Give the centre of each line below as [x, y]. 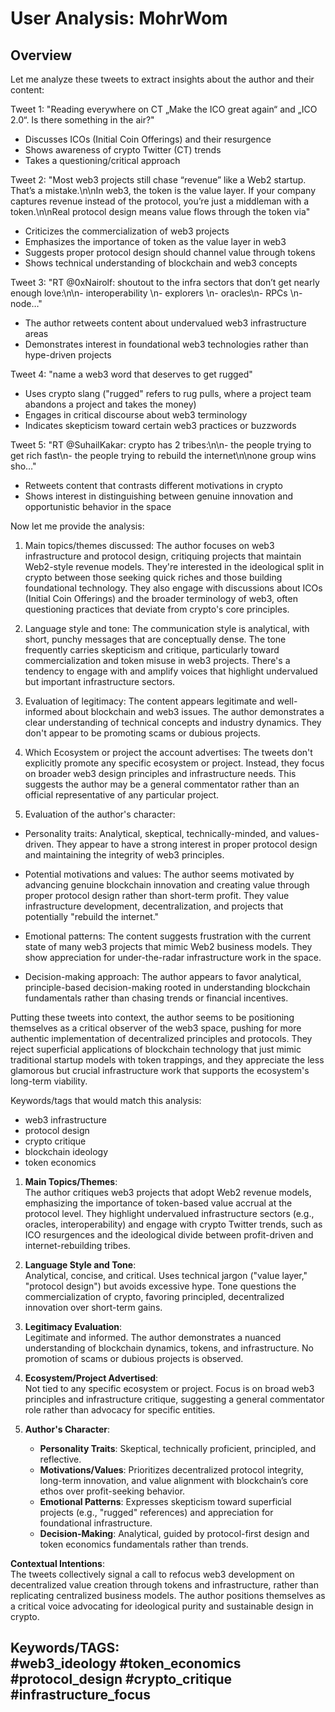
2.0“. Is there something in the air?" [82, 120]
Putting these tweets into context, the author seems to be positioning [152, 1017]
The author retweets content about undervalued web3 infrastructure [165, 323]
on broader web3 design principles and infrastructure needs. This [160, 773]
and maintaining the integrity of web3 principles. [124, 855]
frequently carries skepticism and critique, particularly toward [152, 650]
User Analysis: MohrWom [119, 18]
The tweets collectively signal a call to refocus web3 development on [152, 1574]
